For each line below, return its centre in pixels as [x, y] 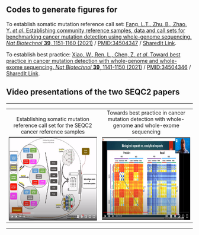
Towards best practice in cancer [146, 113]
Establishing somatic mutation [53, 119]
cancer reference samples [52, 132]
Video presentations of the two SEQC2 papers [93, 92]
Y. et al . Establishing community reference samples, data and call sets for [96, 30]
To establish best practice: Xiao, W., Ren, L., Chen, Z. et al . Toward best [93, 54]
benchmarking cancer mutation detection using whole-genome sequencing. [99, 36]
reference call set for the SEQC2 [53, 126]
